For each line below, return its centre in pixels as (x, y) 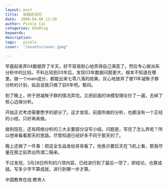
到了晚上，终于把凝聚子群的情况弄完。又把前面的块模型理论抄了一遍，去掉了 (84, 95)
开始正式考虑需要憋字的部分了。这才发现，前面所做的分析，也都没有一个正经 (84, 112)
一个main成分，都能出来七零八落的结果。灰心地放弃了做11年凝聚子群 (88, 78)
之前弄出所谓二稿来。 (40, 152)
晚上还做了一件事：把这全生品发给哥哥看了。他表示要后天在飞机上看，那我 (82, 146)
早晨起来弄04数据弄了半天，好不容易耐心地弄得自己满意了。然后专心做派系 (82, 66)
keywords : (15, 33)
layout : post (19, 10)
